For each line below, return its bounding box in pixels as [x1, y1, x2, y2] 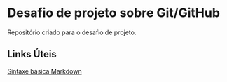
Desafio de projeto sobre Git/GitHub [7, 5, 221, 21]
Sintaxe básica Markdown [7, 67, 82, 75]
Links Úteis [7, 48, 57, 60]
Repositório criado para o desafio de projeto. [7, 28, 137, 36]
